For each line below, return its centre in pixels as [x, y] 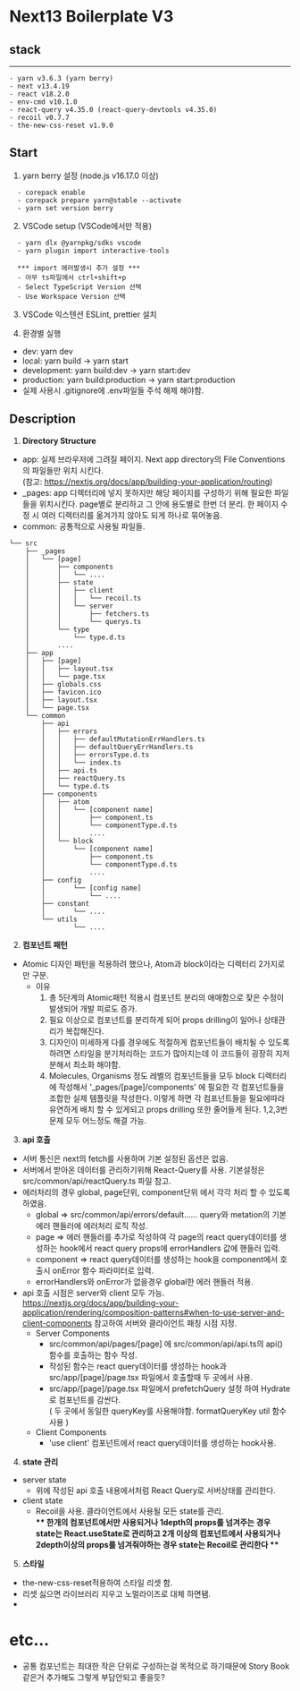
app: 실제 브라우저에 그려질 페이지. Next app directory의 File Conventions [154, 459]
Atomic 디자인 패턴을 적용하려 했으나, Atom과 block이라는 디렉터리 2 [142, 963]
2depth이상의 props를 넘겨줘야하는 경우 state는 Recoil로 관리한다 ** [157, 1544]
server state [44, 1480]
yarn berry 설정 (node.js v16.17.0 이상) [90, 175]
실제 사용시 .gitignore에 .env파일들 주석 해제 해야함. [113, 390]
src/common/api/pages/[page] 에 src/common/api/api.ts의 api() [166, 1344]
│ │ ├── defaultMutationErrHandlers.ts [123, 739]
